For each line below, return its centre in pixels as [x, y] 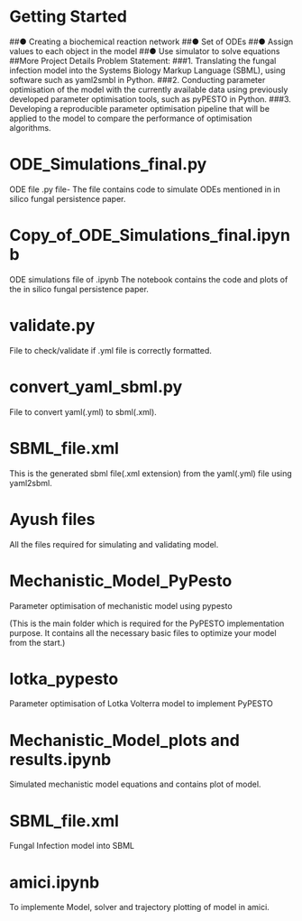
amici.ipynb [55, 882]
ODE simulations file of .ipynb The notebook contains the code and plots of [149, 279]
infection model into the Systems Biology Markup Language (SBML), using [147, 70]
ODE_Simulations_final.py [108, 165]
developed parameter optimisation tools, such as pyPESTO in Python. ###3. [150, 99]
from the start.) [37, 642]
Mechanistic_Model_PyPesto [121, 580]
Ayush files [52, 519]
